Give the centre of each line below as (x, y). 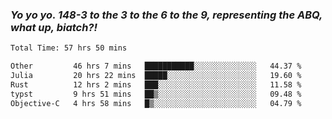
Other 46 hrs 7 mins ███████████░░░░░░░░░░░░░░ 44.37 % (156, 66)
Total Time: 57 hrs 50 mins (69, 48)
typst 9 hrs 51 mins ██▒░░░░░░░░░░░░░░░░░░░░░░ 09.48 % (156, 94)
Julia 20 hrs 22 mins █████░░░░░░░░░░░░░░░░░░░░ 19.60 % (156, 76)
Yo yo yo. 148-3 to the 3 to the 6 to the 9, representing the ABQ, (166, 15)
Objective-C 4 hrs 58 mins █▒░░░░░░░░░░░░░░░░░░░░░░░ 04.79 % (156, 103)
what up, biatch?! (54, 27)
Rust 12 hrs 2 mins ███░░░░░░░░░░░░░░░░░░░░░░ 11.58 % (156, 84)
